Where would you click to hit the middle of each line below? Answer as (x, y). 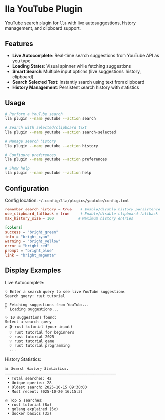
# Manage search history (31, 141)
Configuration (27, 188)
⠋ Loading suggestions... (32, 309)
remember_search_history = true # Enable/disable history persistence (83, 210)
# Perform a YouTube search (34, 114)
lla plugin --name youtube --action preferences (56, 159)
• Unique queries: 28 (29, 383)
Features (19, 44)
